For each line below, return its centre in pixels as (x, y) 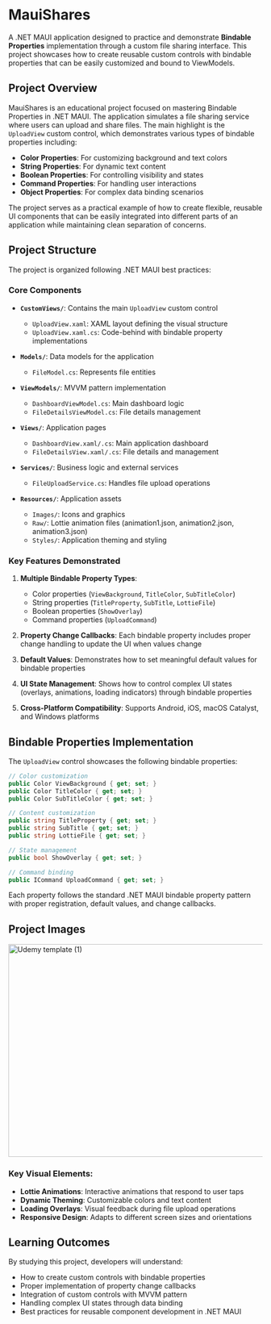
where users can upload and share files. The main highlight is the (117, 125)
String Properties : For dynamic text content (93, 166)
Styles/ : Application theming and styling (99, 540)
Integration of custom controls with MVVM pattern (104, 1295)
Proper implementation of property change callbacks (108, 1286)
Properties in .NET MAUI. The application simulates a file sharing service (129, 116)
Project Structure (52, 251)
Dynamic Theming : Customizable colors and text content (116, 1200)
